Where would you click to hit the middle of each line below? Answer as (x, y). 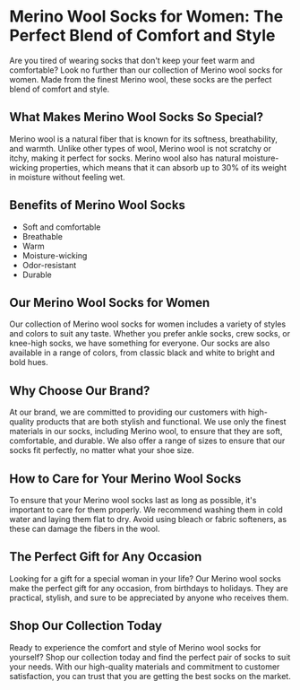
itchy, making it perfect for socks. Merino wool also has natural (125, 158)
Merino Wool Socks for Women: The (146, 17)
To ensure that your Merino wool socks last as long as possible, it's (133, 500)
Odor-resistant (49, 265)
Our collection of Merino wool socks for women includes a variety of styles (148, 324)
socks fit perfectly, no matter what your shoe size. (102, 450)
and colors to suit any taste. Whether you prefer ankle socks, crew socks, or (150, 334)
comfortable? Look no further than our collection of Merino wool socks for (146, 70)
